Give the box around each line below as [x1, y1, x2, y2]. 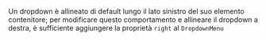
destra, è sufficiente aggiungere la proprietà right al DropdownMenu [8, 24, 225, 32]
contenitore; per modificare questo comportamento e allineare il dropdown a [8, 15, 258, 24]
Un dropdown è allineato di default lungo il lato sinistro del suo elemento [8, 7, 245, 16]
